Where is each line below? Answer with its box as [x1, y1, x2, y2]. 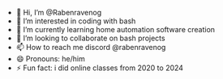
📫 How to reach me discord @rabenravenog [15, 43, 166, 52]
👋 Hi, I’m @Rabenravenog [15, 8, 102, 17]
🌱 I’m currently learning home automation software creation [15, 25, 216, 34]
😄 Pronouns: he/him [15, 54, 85, 64]
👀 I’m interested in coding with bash [15, 16, 136, 26]
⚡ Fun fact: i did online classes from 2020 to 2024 [15, 63, 184, 73]
